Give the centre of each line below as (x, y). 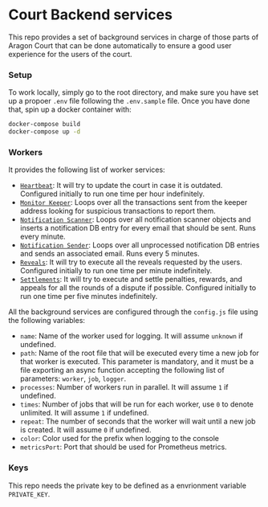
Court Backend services (90, 15)
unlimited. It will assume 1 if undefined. (84, 413)
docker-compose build (45, 125)
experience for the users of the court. (70, 54)
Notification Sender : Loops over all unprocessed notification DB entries (140, 245)
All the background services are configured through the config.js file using (133, 312)
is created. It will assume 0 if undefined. (85, 430)
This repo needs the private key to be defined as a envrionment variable (128, 485)
